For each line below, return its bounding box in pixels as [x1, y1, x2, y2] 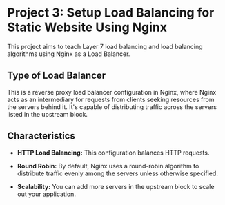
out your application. [17, 190, 76, 198]
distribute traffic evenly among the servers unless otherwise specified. [17, 169, 219, 177]
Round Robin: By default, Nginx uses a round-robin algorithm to [17, 162, 199, 170]
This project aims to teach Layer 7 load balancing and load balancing [7, 42, 203, 50]
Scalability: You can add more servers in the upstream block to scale [17, 182, 215, 191]
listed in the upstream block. [7, 110, 88, 118]
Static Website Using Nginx [7, 19, 168, 35]
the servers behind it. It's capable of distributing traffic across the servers [7, 102, 217, 111]
